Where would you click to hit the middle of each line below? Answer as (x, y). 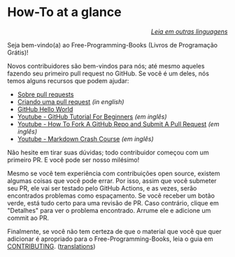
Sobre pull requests (45, 94)
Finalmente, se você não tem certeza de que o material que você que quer (114, 231)
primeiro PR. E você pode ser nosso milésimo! (73, 160)
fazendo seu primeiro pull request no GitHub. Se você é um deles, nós (108, 73)
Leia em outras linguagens (189, 31)
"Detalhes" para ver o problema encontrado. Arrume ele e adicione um (109, 210)
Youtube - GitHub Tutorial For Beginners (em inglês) (92, 117)
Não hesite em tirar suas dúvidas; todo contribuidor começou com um (108, 152)
